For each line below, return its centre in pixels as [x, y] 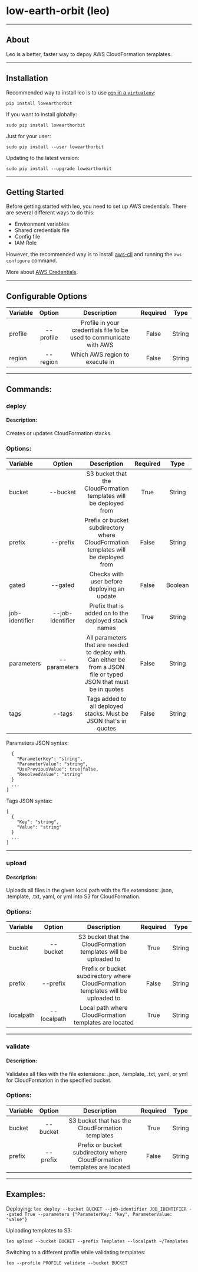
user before [106, 581]
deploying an [106, 589]
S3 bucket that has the [100, 1120]
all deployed [107, 706]
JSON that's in [106, 721]
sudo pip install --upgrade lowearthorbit [59, 169]
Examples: [26, 1194]
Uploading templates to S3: [39, 1230]
